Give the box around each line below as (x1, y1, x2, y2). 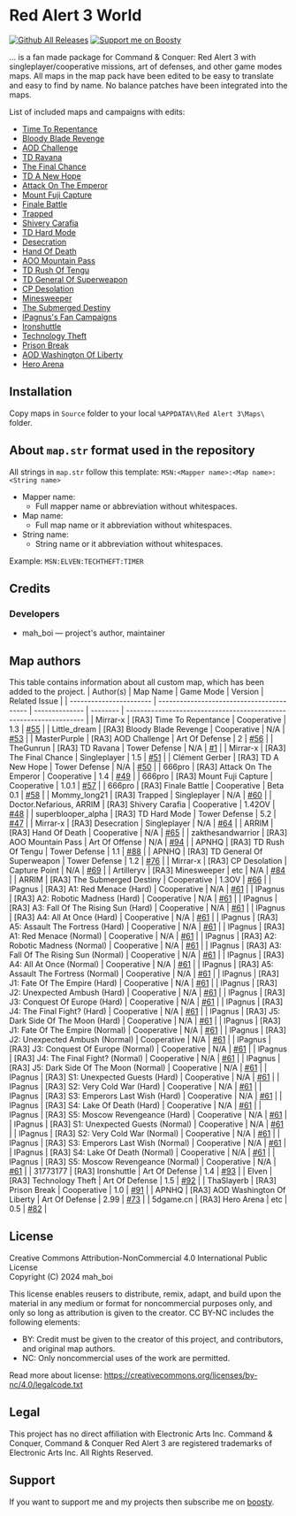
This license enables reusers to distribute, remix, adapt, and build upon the (9, 1289, 282, 1299)
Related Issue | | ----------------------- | (9, 696, 157, 706)
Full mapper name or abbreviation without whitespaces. (34, 501, 238, 512)
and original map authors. (21, 1343, 116, 1354)
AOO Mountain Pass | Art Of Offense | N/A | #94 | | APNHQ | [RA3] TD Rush (9, 837, 285, 848)
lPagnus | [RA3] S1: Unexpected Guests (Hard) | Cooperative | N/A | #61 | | (9, 1072, 280, 1082)
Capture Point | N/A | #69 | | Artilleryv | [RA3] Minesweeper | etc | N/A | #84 (9, 865, 285, 876)
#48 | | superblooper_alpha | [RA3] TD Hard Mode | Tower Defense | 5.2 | (9, 809, 277, 820)
